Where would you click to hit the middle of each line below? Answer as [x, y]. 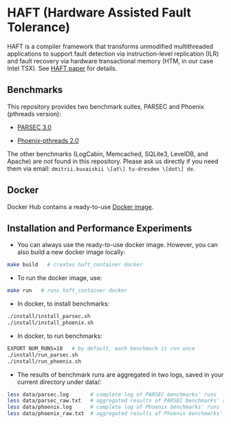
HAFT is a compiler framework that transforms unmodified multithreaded [110, 46]
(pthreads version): [34, 114]
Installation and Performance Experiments [100, 228]
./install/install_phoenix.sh [51, 323]
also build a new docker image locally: [71, 252]
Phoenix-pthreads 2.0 [48, 140]
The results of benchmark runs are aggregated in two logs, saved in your [120, 374]
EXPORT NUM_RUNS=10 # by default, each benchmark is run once [101, 348]
